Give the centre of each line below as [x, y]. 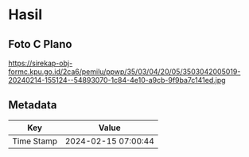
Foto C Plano [40, 44]
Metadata [33, 105]
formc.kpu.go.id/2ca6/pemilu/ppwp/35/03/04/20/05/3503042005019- [124, 72]
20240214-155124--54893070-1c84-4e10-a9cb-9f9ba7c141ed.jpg [117, 80]
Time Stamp [35, 141]
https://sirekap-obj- [41, 63]
